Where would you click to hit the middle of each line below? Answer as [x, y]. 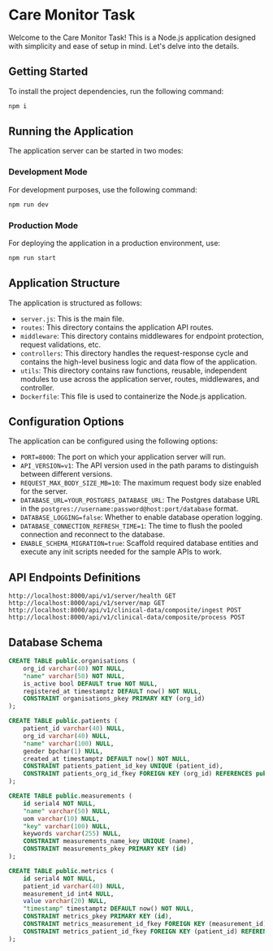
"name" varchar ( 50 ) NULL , [67, 811]
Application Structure [64, 283]
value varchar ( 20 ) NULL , [65, 901]
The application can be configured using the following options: [113, 441]
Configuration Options [66, 421]
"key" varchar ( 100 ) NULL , [67, 826]
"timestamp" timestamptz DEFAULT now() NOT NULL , [109, 909]
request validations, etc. [61, 344]
